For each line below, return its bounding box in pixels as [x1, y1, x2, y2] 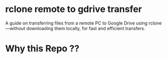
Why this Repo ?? [5, 43, 80, 54]
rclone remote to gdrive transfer [5, 3, 142, 15]
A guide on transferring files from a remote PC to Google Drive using [5, 20, 148, 26]
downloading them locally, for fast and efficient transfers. [26, 25, 145, 31]
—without [5, 25, 25, 31]
